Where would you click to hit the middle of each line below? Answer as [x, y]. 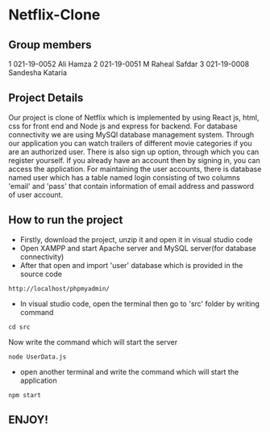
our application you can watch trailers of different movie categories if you [130, 143]
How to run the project [66, 220]
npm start [25, 395]
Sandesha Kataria [37, 73]
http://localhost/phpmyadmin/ [59, 288]
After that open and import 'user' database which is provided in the [131, 265]
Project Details [46, 98]
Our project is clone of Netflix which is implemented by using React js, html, [134, 117]
